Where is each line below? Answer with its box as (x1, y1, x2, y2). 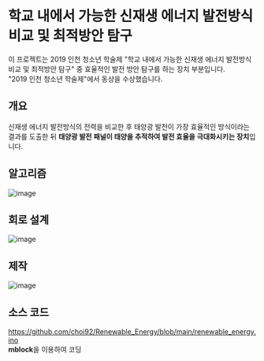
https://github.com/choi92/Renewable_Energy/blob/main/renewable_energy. (8, 327, 256, 336)
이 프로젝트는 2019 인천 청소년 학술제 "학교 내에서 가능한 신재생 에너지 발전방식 (8, 54, 252, 64)
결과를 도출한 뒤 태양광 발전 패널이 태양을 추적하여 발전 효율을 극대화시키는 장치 (8, 132, 250, 141)
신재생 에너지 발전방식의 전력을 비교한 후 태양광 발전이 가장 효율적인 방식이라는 (8, 121, 251, 131)
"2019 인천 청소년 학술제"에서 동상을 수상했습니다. (8, 74, 163, 84)
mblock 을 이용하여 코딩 (8, 344, 82, 354)
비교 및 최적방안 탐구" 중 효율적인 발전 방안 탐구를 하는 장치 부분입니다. (8, 64, 226, 73)
